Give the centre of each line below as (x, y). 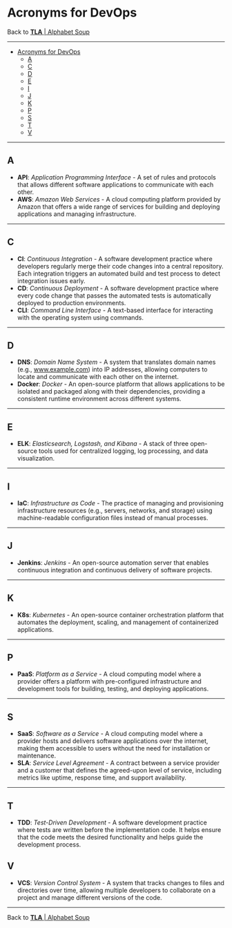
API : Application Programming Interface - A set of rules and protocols (116, 177)
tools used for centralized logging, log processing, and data (123, 451)
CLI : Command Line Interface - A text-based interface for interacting (115, 310)
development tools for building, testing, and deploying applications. (113, 689)
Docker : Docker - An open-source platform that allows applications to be (121, 384)
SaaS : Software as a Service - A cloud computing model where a (110, 734)
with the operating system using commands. (80, 317)
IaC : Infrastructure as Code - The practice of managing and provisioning (120, 503)
